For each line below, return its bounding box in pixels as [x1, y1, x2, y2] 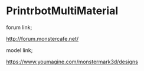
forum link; [6, 24, 32, 31]
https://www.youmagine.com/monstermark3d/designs [6, 58, 139, 65]
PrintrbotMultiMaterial [6, 4, 119, 18]
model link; [6, 46, 33, 54]
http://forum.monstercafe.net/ [6, 35, 79, 42]
